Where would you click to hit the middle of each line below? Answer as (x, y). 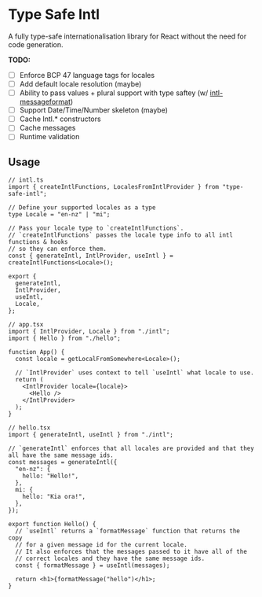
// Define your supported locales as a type (82, 208)
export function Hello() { (52, 525)
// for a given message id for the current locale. (102, 545)
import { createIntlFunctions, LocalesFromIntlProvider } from (114, 187)
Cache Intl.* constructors (60, 119)
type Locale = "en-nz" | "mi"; (59, 215)
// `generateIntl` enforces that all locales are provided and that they (131, 449)
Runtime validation (49, 137)
